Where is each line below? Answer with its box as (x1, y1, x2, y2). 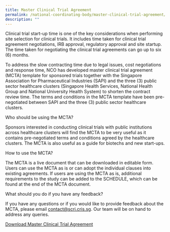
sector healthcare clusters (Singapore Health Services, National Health (5, 83, 153, 89)
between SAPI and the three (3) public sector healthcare (28, 99, 147, 105)
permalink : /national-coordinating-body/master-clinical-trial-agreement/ (5, 12, 166, 17)
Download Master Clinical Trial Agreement (5, 221, 94, 227)
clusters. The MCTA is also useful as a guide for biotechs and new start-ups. (5, 140, 165, 146)
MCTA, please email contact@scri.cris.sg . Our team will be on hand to (5, 206, 151, 212)
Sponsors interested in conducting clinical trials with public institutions (5, 124, 152, 130)
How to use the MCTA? (5, 150, 53, 156)
